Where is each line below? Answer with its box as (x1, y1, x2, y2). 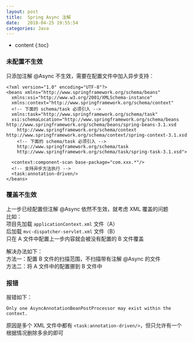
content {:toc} (14, 42, 49, 49)
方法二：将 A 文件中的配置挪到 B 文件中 (6, 262, 103, 269)
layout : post (6, 8, 39, 15)
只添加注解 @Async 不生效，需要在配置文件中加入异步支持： (6, 72, 154, 79)
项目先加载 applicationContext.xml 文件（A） (6, 220, 119, 227)
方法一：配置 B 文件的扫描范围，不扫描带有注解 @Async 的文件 (6, 255, 161, 262)
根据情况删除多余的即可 (6, 330, 64, 337)
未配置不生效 (6, 58, 43, 66)
